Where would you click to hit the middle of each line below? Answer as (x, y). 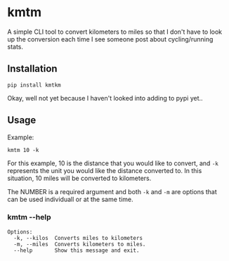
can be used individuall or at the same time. (70, 199)
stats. (15, 46)
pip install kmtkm (34, 85)
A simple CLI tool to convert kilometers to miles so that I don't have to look (115, 32)
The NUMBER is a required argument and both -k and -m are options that (112, 191)
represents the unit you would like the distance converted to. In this (105, 170)
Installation (32, 69)
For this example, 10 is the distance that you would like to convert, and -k (113, 163)
